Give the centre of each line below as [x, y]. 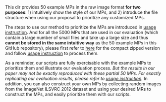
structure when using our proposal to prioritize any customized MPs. [75, 17]
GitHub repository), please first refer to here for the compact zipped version [83, 48]
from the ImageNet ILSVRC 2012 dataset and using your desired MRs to [78, 89]
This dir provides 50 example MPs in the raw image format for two [73, 7]
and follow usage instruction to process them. [52, 53]
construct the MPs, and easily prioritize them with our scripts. [68, 94]
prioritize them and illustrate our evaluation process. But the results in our [80, 68]
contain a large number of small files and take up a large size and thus [77, 37]
